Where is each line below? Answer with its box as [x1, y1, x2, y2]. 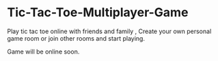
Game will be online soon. [7, 47, 80, 56]
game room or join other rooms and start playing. [7, 34, 146, 42]
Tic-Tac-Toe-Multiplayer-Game [7, 5, 189, 20]
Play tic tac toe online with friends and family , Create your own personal [7, 27, 212, 35]
